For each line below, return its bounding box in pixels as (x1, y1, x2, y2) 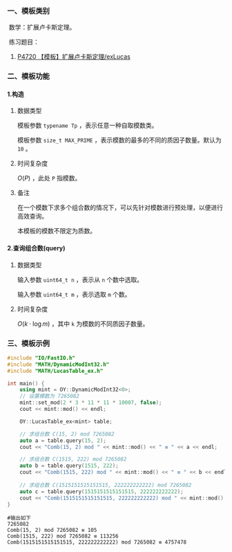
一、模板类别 (7, 6, 50, 15)
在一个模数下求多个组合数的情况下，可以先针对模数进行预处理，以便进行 (17, 203, 223, 212)
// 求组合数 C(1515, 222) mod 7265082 (19, 456, 127, 463)
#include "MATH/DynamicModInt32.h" (7, 361, 110, 368)
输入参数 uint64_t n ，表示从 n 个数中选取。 (17, 275, 144, 284)
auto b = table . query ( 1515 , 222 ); (19, 462, 119, 470)
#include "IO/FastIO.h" (7, 354, 76, 361)
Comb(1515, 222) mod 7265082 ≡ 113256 (7, 533, 119, 540)
